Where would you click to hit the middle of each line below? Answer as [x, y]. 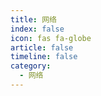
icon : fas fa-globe [51, 38]
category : [31, 66]
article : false [42, 47]
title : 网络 [33, 19]
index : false [37, 29]
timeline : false [44, 57]
